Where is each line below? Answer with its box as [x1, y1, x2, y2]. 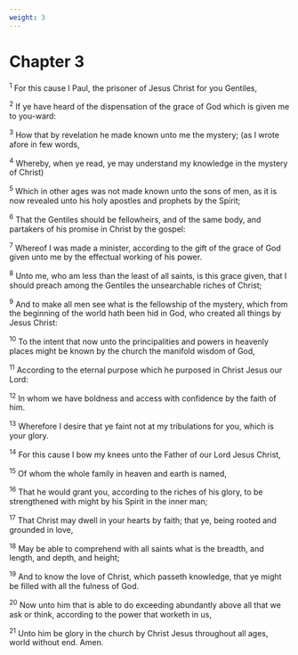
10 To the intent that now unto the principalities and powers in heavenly [9, 335, 270, 348]
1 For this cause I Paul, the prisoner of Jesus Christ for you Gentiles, [9, 81, 258, 94]
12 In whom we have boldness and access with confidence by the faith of [9, 391, 278, 404]
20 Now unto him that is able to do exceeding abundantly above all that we [9, 598, 282, 610]
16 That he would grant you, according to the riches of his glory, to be [9, 485, 263, 497]
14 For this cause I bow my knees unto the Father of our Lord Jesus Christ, [9, 447, 282, 460]
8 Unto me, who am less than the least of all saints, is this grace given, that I [9, 269, 287, 281]
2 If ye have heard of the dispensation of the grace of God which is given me [9, 100, 290, 111]
